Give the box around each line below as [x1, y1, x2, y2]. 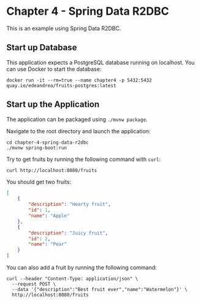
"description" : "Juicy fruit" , [28, 230, 108, 236]
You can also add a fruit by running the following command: [6, 264, 157, 271]
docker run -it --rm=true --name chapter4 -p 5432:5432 [6, 77, 152, 84]
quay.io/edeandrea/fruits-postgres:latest [6, 82, 116, 88]
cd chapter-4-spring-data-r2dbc [6, 139, 89, 146]
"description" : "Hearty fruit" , [28, 201, 112, 208]
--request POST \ [12, 281, 56, 287]
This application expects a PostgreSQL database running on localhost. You [6, 58, 195, 66]
